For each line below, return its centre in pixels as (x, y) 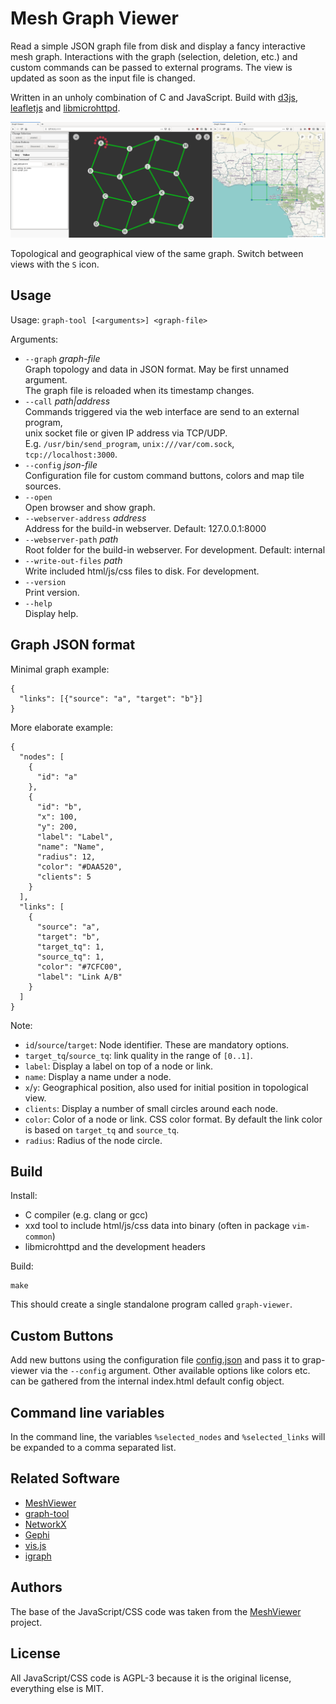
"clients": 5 (64, 877)
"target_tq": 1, (70, 947)
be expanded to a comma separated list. (93, 1448)
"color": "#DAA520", (79, 867)
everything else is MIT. (57, 1688)
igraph (38, 1556)
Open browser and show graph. (90, 507)
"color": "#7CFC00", (79, 967)
